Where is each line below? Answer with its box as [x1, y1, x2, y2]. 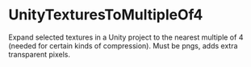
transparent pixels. [8, 49, 71, 59]
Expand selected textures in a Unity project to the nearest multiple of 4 [8, 32, 244, 42]
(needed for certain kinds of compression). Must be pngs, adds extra [8, 40, 238, 50]
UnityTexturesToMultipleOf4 [8, 6, 203, 24]
